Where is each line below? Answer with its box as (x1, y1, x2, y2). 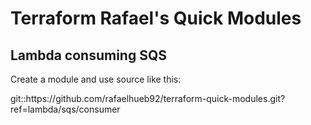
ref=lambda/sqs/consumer (10, 103, 121, 115)
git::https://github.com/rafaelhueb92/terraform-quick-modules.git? (10, 93, 286, 104)
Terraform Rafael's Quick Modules (10, 7, 302, 30)
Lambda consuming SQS (10, 47, 168, 64)
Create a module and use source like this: (10, 73, 182, 85)
